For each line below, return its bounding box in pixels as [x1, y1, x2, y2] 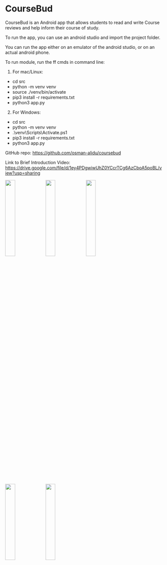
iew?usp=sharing [5, 170, 41, 176]
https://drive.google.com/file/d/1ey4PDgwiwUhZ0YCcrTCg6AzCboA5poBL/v [5, 165, 162, 171]
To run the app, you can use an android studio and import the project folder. [5, 34, 161, 40]
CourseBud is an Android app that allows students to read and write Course [5, 19, 160, 25]
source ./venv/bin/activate [12, 89, 66, 95]
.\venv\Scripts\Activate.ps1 [12, 129, 68, 135]
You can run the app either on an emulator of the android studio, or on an [5, 44, 155, 50]
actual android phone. [5, 49, 50, 55]
